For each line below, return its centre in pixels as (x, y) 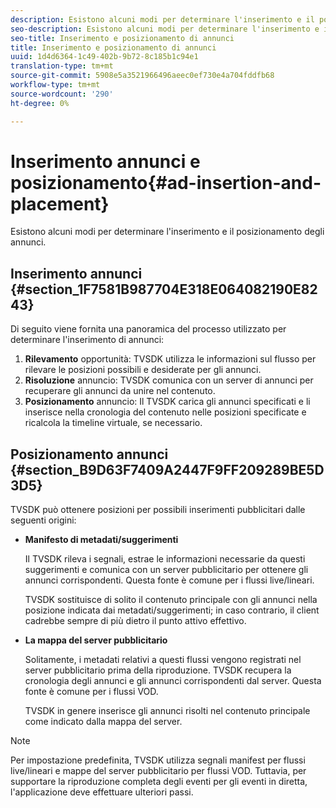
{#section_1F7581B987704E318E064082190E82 (164, 289)
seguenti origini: (43, 520)
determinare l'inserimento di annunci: (87, 340)
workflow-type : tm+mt (55, 85)
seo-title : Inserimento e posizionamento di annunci (122, 38)
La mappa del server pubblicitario (96, 640)
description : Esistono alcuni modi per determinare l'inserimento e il (162, 19)
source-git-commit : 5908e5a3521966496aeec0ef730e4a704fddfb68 (142, 76)
